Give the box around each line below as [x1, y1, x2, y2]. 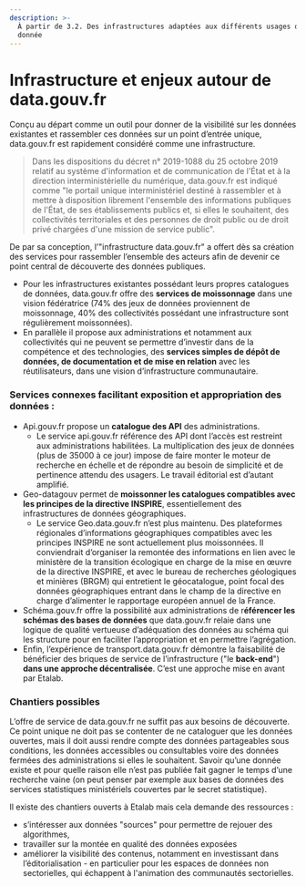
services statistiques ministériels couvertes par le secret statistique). [9, 783, 267, 794]
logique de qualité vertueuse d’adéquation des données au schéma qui [22, 624, 289, 634]
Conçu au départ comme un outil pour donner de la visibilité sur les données [9, 119, 297, 130]
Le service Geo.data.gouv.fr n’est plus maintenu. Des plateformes [36, 517, 282, 529]
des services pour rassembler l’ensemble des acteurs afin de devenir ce [9, 252, 280, 263]
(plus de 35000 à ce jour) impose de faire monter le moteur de [36, 449, 271, 460]
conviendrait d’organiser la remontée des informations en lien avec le [36, 546, 296, 557]
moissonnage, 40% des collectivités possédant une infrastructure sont [22, 307, 290, 319]
